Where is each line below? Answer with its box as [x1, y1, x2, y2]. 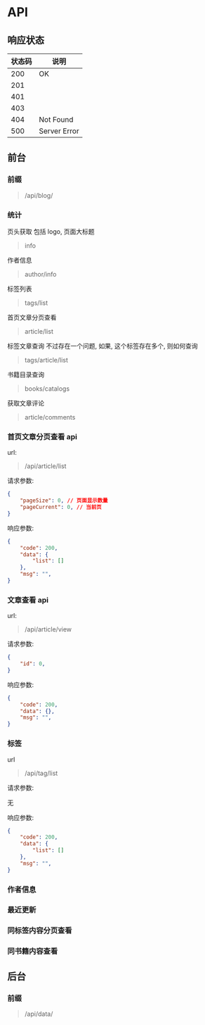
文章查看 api [7, 595, 49, 605]
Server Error [39, 126, 79, 136]
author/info [24, 270, 57, 278]
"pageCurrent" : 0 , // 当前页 [20, 504, 102, 511]
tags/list [24, 298, 48, 307]
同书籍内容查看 [7, 946, 58, 956]
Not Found [39, 115, 74, 124]
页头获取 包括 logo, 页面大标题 [7, 227, 95, 236]
